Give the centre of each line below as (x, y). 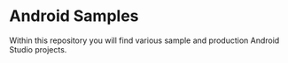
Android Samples (74, 16)
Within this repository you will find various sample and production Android (144, 40)
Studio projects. (38, 49)
